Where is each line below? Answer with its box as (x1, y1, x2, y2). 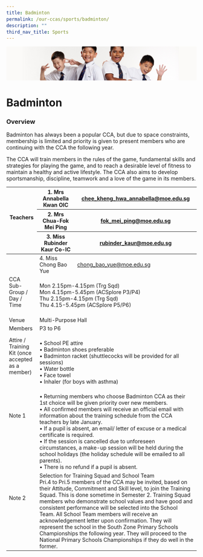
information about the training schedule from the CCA (39, 412, 173, 419)
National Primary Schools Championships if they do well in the (39, 536, 194, 543)
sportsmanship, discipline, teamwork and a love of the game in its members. (6, 175, 196, 182)
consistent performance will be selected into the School (39, 504, 178, 511)
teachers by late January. (39, 419, 103, 426)
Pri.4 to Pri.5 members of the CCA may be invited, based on (39, 478, 188, 486)
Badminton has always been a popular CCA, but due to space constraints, (6, 131, 190, 138)
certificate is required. (39, 431, 94, 439)
